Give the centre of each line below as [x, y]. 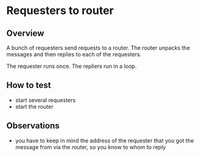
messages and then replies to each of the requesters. [74, 54]
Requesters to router [60, 11]
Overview [25, 33]
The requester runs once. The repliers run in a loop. [71, 66]
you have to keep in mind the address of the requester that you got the [105, 141]
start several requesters [45, 100]
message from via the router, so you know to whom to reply [90, 147]
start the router [34, 106]
